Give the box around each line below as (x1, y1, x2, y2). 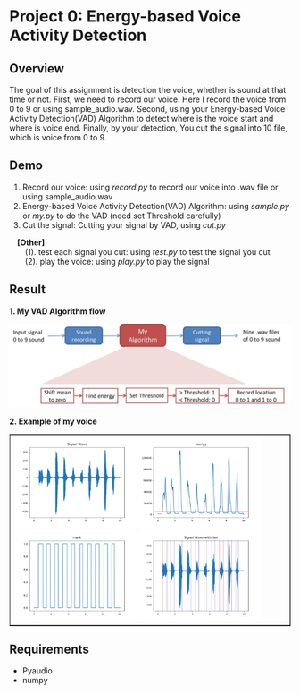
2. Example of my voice (9, 416, 98, 427)
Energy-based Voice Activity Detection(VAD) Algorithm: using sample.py (21, 200, 290, 211)
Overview (9, 61, 65, 76)
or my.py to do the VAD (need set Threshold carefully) (21, 210, 221, 221)
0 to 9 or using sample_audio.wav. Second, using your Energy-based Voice (9, 104, 286, 114)
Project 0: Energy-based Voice (9, 6, 241, 27)
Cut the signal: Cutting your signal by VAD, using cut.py (21, 219, 226, 230)
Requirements (9, 641, 89, 656)
